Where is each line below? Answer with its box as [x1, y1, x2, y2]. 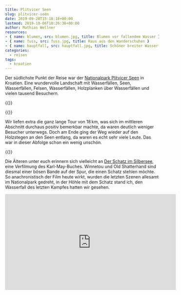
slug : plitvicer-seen [5, 12, 49, 17]
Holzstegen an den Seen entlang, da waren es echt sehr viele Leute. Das [5, 135, 151, 140]
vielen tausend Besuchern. [5, 91, 59, 97]
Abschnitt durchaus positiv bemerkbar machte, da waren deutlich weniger [5, 124, 154, 130]
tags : [5, 57, 16, 62]
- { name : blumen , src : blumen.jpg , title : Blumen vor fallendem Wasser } [5, 35, 161, 39]
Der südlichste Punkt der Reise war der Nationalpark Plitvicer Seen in [5, 75, 144, 81]
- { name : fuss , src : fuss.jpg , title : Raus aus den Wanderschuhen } [5, 39, 150, 44]
